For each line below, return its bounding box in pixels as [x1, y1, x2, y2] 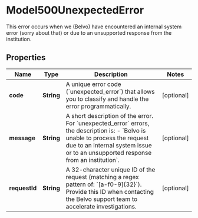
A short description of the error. [65, 111, 154, 120]
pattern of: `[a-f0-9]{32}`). [65, 180, 142, 189]
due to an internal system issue [65, 141, 152, 149]
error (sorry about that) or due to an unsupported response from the [6, 29, 172, 36]
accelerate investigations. [65, 202, 137, 210]
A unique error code [65, 80, 122, 88]
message [9, 134, 35, 142]
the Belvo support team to [65, 195, 138, 203]
